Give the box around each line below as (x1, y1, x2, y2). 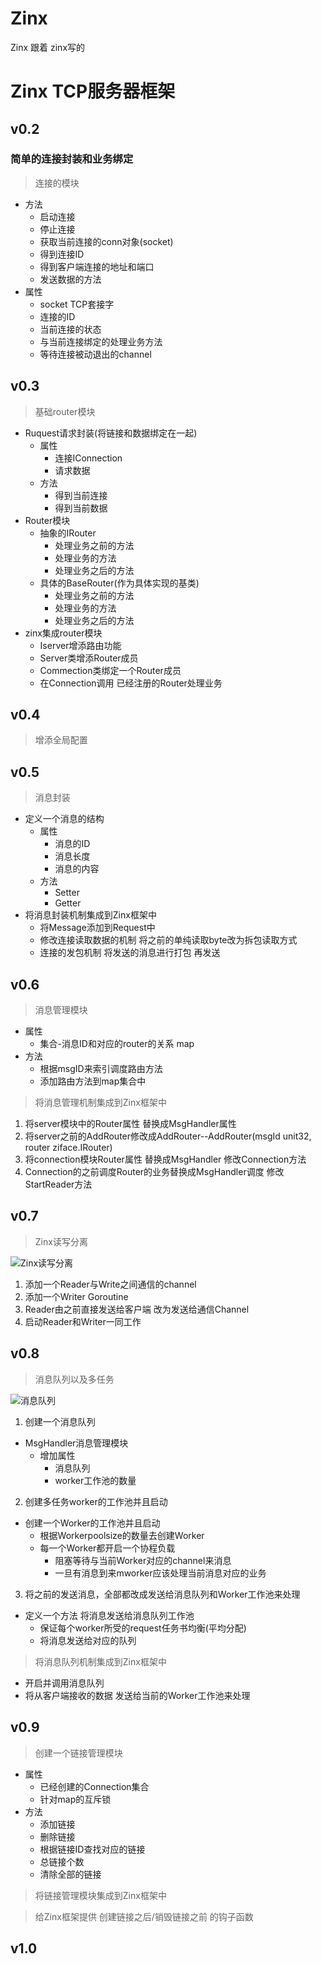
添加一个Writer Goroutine (24, 1290, 129, 1302)
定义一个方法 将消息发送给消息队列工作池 (24, 1609, 195, 1621)
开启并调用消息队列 (24, 1677, 105, 1689)
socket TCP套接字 (39, 298, 115, 310)
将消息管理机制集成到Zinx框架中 (34, 1097, 167, 1109)
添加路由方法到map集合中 (39, 1075, 147, 1087)
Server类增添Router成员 (39, 652, 139, 664)
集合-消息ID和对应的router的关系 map (39, 1038, 195, 1050)
